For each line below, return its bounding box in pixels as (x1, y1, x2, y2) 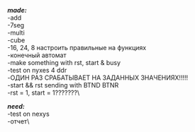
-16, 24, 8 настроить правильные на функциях (7, 44, 147, 52)
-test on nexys (7, 109, 50, 118)
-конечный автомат (7, 51, 67, 59)
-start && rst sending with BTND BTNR (7, 81, 119, 89)
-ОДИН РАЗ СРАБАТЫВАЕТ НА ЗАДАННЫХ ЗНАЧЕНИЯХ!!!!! (7, 73, 189, 82)
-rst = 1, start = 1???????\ (7, 88, 80, 97)
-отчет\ (7, 117, 30, 126)
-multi (7, 28, 25, 37)
